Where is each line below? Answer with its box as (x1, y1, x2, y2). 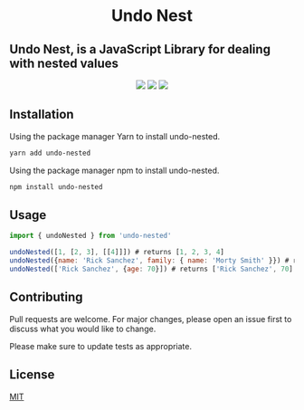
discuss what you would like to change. (9, 323, 157, 334)
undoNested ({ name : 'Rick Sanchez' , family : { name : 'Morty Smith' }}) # (9, 256, 290, 265)
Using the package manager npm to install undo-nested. (9, 165, 220, 176)
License (9, 367, 55, 383)
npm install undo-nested (9, 182, 103, 191)
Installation (9, 107, 74, 122)
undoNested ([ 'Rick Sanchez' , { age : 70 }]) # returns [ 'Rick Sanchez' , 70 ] (9, 264, 294, 273)
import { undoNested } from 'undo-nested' (9, 232, 172, 241)
